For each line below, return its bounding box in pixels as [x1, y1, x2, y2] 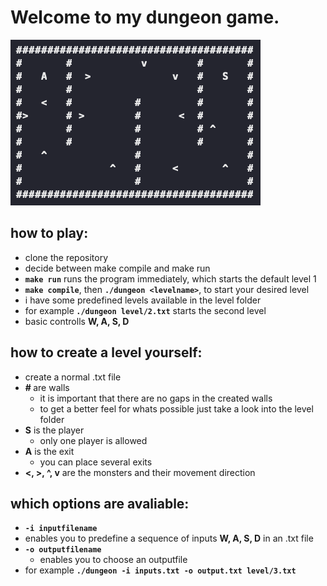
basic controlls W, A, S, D [24, 315, 130, 327]
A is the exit [24, 445, 75, 457]
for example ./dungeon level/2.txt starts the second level [24, 304, 267, 316]
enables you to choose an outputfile [39, 554, 188, 566]
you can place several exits [39, 456, 153, 468]
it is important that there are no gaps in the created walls [39, 392, 273, 404]
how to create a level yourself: [10, 344, 203, 361]
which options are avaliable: [10, 495, 190, 512]
